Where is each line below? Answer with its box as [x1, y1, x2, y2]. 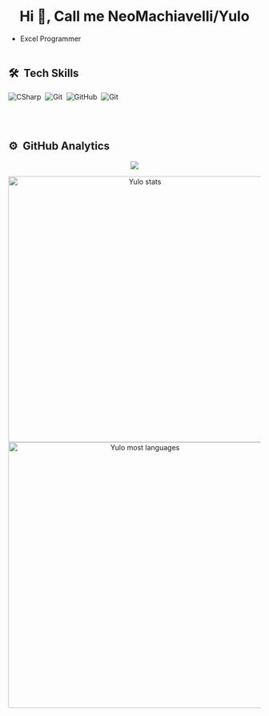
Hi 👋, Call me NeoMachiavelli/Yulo [19, 7, 250, 26]
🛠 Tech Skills [8, 67, 79, 80]
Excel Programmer [19, 34, 82, 43]
